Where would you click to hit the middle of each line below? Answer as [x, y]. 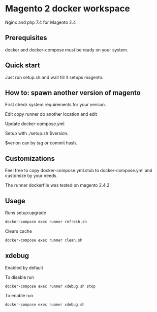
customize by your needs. [31, 176]
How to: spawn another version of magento [73, 93]
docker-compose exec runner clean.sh [44, 240]
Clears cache [18, 231]
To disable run [20, 277]
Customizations [30, 158]
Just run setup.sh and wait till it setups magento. [54, 77]
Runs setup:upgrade [26, 213]
